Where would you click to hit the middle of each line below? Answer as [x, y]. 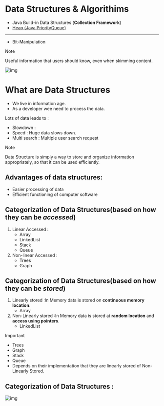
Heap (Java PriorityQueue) [39, 27]
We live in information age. [39, 103]
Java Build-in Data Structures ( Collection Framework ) [67, 22]
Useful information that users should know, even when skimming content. [79, 61]
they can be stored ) [35, 288]
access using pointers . [36, 321]
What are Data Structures [58, 90]
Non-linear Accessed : [35, 255]
